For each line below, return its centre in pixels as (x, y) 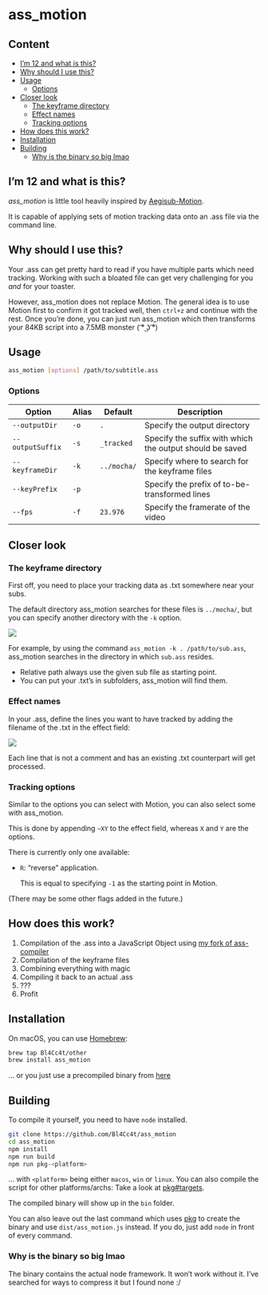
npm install (28, 1149)
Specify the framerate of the (197, 507)
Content (29, 44)
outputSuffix (37, 447)
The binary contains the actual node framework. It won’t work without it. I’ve (134, 1273)
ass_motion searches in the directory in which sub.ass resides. (111, 657)
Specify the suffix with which (199, 438)
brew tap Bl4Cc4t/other (48, 1053)
